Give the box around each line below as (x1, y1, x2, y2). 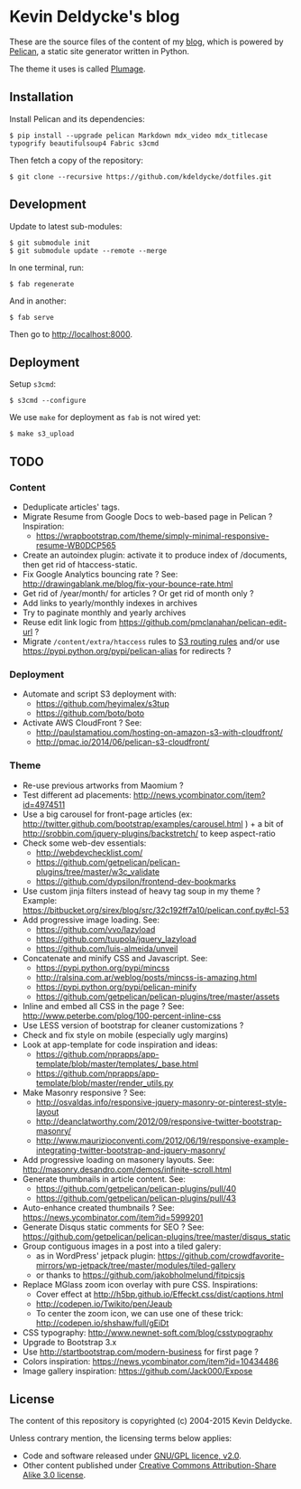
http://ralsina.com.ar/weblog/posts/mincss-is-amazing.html (35, 971, 258, 982)
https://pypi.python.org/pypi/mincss (35, 962, 170, 973)
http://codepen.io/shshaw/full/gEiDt (35, 1317, 169, 1328)
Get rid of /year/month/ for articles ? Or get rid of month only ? (22, 588, 254, 599)
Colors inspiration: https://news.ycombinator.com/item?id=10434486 (22, 1355, 279, 1366)
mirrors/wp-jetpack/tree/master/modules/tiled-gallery (35, 1260, 236, 1270)
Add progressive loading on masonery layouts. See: (22, 1154, 214, 1165)
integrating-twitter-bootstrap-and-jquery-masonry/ (35, 1145, 226, 1156)
